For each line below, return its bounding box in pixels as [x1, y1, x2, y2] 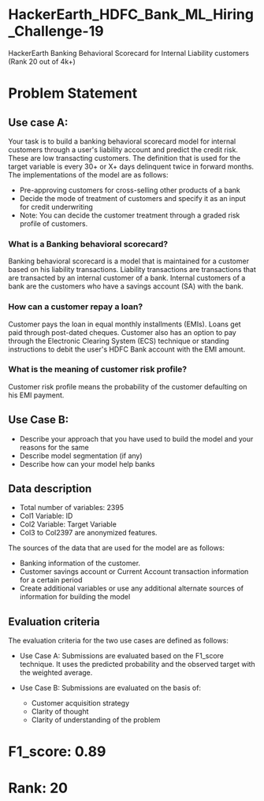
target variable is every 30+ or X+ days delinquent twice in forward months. [8, 162, 255, 171]
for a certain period [19, 576, 83, 585]
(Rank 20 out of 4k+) [8, 57, 76, 66]
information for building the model [19, 592, 131, 602]
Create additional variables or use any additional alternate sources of [19, 583, 244, 593]
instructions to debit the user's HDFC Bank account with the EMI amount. [8, 345, 246, 354]
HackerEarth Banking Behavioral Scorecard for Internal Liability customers [8, 48, 250, 58]
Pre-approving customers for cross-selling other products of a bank [19, 185, 240, 195]
